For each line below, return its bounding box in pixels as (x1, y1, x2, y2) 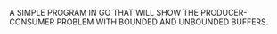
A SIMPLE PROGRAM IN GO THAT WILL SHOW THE (9, 8, 199, 17)
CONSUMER (9, 17, 55, 27)
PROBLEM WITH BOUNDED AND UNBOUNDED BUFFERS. (56, 17, 269, 27)
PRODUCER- (200, 8, 248, 17)
